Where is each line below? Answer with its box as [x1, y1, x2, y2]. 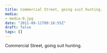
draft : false [5, 25, 31, 30]
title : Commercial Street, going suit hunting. [5, 7, 103, 12]
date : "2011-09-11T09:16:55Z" [5, 20, 66, 26]
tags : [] [5, 29, 23, 34]
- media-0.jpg [5, 16, 34, 21]
